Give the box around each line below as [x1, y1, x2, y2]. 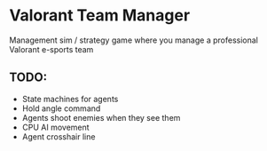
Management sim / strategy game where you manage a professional [9, 35, 259, 45]
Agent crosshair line [21, 131, 96, 142]
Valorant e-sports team [9, 44, 94, 54]
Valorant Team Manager [9, 5, 191, 26]
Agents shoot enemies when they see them [21, 112, 181, 123]
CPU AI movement [21, 122, 90, 132]
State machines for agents [21, 93, 119, 104]
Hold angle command [21, 103, 101, 114]
